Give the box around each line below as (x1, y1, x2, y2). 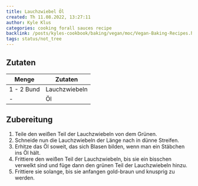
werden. (14, 174, 35, 181)
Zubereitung (6, 115, 53, 125)
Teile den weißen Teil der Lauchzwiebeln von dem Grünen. (14, 130, 157, 137)
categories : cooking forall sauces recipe (6, 25, 112, 31)
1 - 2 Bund (9, 85, 40, 93)
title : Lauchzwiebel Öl (6, 8, 65, 15)
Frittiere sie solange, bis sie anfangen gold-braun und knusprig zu (14, 168, 175, 175)
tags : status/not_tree (6, 36, 62, 42)
